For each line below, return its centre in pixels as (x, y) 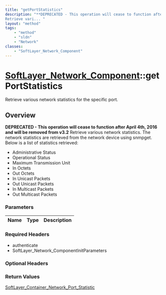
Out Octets (23, 173)
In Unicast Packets (31, 179)
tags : (11, 28)
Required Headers (27, 234)
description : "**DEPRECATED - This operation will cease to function (78, 14)
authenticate (25, 245)
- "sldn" (23, 38)
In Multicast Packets (33, 189)
